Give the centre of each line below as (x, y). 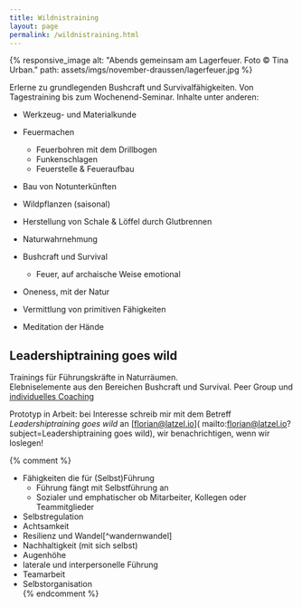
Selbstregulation (53, 516)
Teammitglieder (65, 507)
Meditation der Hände (63, 327)
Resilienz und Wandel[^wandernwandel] (97, 536)
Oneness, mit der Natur (66, 292)
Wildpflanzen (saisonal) (66, 204)
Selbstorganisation (57, 584)
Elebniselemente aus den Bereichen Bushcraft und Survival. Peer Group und (151, 387)
